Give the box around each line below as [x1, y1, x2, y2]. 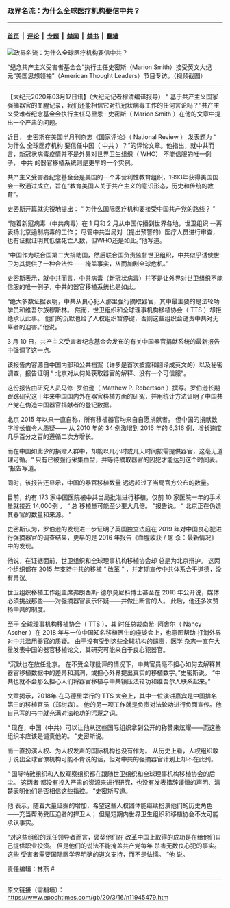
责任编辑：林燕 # [7, 864, 55, 872]
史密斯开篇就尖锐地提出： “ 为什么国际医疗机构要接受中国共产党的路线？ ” [7, 204, 216, 213]
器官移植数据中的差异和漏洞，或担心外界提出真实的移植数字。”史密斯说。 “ [7, 668, 216, 677]
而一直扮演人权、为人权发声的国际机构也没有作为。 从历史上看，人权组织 [7, 746, 213, 755]
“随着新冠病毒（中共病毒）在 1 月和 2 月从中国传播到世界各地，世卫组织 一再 [7, 219, 222, 227]
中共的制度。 [12, 605, 49, 614]
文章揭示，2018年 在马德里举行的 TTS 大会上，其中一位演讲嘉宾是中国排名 [7, 692, 218, 700]
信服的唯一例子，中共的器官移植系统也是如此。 [7, 282, 139, 290]
